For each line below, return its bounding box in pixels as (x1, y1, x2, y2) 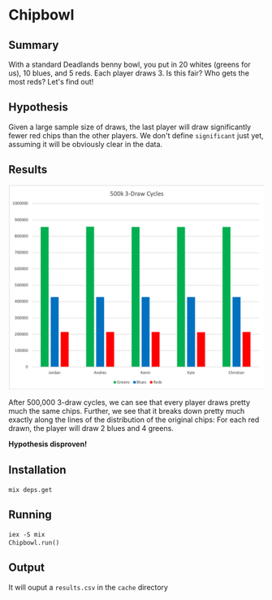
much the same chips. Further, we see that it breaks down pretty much (8, 407, 245, 416)
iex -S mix (8, 530, 45, 538)
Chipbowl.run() (8, 538, 60, 546)
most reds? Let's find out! (8, 77, 94, 86)
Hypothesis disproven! (8, 439, 88, 449)
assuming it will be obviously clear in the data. (8, 139, 163, 149)
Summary (8, 38, 59, 52)
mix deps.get (8, 486, 53, 494)
